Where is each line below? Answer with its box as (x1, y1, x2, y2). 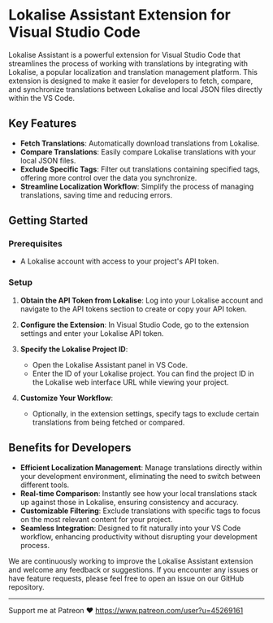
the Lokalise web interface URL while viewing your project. (32, 377, 229, 387)
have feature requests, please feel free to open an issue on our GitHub (8, 573, 245, 583)
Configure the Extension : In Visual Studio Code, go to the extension (19, 320, 249, 329)
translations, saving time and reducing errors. (19, 190, 173, 200)
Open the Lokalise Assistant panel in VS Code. (32, 359, 188, 369)
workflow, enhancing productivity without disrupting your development (19, 531, 258, 542)
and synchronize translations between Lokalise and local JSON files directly (8, 84, 262, 94)
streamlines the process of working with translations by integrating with (8, 59, 249, 68)
